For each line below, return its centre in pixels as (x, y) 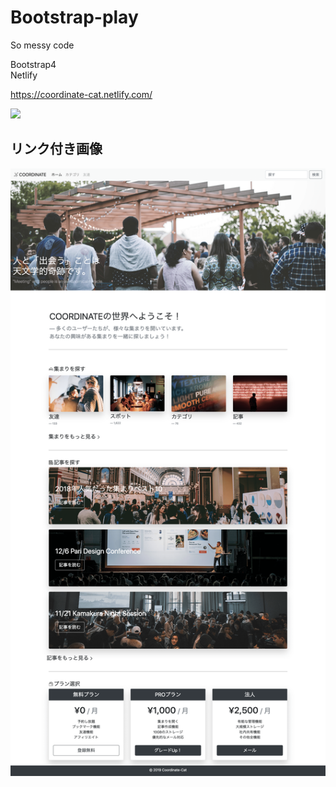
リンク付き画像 (56, 149)
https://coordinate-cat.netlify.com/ (81, 94)
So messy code (42, 45)
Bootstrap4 (33, 64)
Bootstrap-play (74, 17)
